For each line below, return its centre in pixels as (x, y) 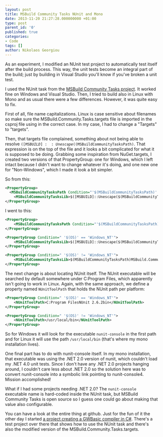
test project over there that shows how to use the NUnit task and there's (77, 424)
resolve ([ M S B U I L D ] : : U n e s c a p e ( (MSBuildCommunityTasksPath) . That (75, 144)
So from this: (18, 179)
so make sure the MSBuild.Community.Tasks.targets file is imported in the (79, 119)
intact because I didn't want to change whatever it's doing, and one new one (81, 164)
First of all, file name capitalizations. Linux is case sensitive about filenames (81, 114)
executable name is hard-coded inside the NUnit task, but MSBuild (72, 394)
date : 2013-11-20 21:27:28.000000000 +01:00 (51, 18)
